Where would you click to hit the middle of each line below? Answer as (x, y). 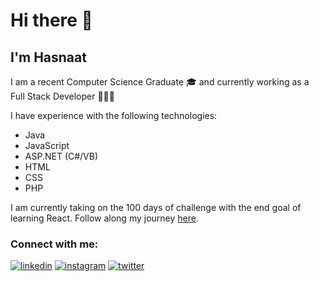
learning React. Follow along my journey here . (104, 218)
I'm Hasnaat (48, 57)
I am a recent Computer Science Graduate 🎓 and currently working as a (160, 82)
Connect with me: (54, 244)
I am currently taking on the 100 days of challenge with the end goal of (156, 207)
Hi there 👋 (51, 20)
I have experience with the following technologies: (114, 115)
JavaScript (47, 145)
